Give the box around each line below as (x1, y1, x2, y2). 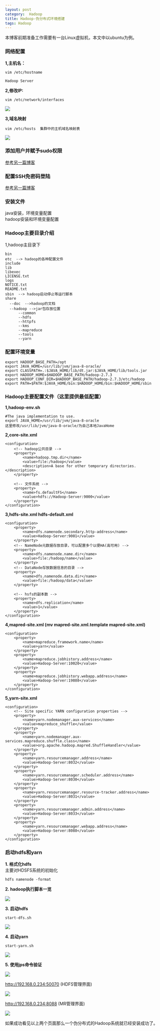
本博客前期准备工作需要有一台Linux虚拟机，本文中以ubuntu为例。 (5, 35, 137, 40)
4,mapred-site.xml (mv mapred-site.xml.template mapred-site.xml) (5, 622, 145, 628)
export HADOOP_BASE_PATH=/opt (5, 360, 67, 365)
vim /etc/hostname (5, 70, 42, 75)
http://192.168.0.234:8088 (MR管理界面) (5, 1000, 85, 1007)
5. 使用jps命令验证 (5, 961, 42, 968)
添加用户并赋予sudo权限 (5, 147, 62, 154)
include (5, 261, 21, 266)
